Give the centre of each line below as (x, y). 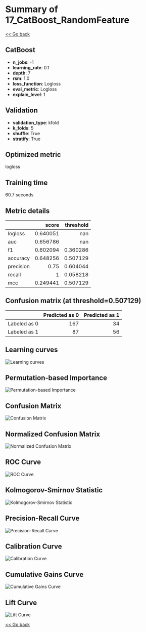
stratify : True (27, 139)
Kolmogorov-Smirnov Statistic (54, 490)
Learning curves (32, 350)
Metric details (28, 211)
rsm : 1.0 (21, 78)
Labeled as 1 (23, 331)
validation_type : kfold (36, 122)
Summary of (32, 9)
